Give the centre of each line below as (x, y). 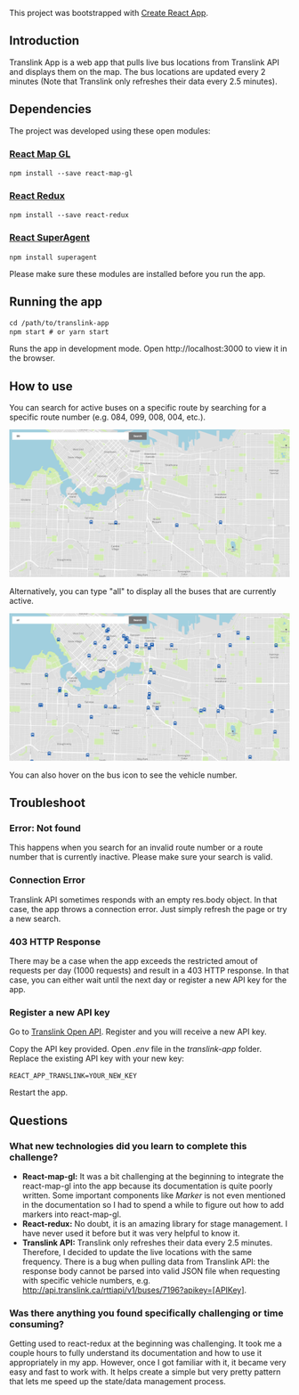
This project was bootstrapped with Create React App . (109, 13)
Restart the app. (39, 1093)
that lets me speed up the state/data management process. (118, 1382)
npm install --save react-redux (69, 216)
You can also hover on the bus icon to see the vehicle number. (123, 775)
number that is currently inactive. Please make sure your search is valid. (141, 857)
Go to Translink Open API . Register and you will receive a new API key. (138, 1032)
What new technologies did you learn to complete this (128, 1146)
